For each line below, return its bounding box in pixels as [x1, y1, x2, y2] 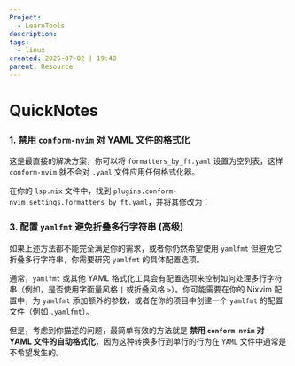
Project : [9, 12, 42, 22]
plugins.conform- [113, 187, 177, 196]
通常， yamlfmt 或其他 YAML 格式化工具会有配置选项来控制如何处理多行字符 [9, 272, 283, 284]
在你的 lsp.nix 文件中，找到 [9, 185, 112, 196]
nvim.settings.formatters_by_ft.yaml [9, 199, 149, 207]
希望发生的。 [16, 347, 64, 357]
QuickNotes [9, 101, 99, 121]
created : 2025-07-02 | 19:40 [9, 54, 117, 63]
